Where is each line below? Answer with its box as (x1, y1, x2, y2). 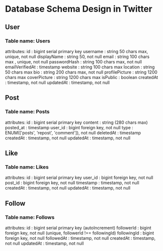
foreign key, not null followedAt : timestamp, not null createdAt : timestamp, (5, 235, 156, 241)
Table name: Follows (5, 213, 55, 220)
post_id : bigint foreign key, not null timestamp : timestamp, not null (5, 180, 140, 186)
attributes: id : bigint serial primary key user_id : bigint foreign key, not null (5, 174, 153, 181)
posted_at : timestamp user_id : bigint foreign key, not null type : (5, 124, 133, 130)
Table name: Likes (5, 163, 49, 170)
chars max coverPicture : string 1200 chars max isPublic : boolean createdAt (5, 74, 158, 80)
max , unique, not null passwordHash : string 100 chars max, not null (5, 58, 142, 64)
